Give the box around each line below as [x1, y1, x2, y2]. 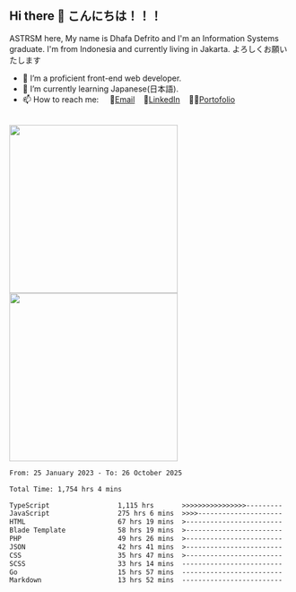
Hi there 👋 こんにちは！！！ [9, 8, 162, 24]
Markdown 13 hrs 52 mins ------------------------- [9, 576, 283, 585]
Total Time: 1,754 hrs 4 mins [9, 484, 123, 493]
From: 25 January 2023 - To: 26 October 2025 [9, 468, 182, 477]
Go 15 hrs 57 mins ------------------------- [9, 568, 283, 577]
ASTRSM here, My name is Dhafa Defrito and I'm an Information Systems [9, 32, 280, 43]
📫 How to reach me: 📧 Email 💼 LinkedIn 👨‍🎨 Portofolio [22, 93, 236, 105]
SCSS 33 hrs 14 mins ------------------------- [9, 559, 283, 568]
